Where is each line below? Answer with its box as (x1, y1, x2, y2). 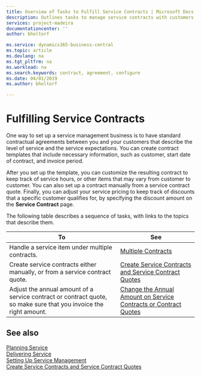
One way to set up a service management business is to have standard (6, 132, 181, 139)
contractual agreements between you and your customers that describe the (6, 139, 193, 146)
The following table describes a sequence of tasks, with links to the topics (6, 212, 189, 219)
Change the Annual (120, 285, 175, 294)
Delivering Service (6, 350, 52, 357)
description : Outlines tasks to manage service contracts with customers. (6, 14, 197, 20)
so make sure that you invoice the (9, 300, 103, 309)
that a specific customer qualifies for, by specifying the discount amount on (6, 194, 193, 201)
